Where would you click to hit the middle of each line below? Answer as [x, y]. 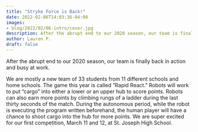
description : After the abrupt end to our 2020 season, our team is [92, 34]
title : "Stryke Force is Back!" [46, 11]
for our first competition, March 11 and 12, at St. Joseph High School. [89, 123]
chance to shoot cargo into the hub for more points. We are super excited [95, 116]
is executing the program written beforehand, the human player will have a [96, 110]
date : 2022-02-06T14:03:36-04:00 [47, 17]
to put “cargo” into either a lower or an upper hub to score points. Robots [95, 91]
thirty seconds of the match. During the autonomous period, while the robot [98, 104]
